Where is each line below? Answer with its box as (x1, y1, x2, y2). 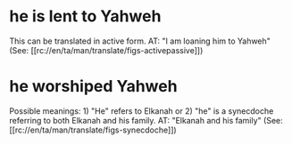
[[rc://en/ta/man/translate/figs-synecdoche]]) (9, 124, 177, 135)
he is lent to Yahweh (9, 6, 162, 27)
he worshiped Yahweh (9, 76, 178, 97)
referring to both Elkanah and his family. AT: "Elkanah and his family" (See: (9, 115, 283, 125)
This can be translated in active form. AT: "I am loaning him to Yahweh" (9, 36, 271, 46)
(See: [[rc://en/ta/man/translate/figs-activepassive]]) (9, 44, 204, 55)
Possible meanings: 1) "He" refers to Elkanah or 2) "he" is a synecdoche (9, 105, 274, 116)
